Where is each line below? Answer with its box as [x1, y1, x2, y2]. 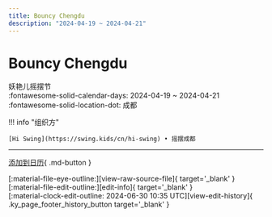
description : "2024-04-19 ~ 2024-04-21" [8, 19, 147, 27]
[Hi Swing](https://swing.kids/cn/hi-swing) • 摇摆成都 [8, 135, 196, 144]
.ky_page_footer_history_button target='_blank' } [8, 199, 170, 210]
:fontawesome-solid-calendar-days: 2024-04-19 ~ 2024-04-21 [8, 90, 220, 101]
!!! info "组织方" [8, 118, 59, 127]
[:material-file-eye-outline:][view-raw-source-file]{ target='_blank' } [8, 174, 236, 184]
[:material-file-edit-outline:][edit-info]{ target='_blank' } [8, 182, 193, 192]
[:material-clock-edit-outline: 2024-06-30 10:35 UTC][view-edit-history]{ [8, 191, 253, 201]
